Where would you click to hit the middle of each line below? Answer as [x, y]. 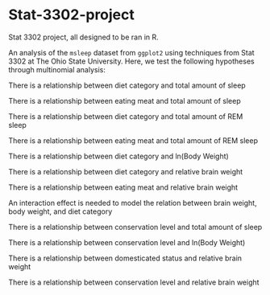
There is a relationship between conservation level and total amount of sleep [135, 227]
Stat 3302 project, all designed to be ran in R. [83, 37]
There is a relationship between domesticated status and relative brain [125, 258]
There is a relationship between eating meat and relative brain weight [123, 187]
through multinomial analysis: [57, 69]
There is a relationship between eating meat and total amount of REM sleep [133, 140]
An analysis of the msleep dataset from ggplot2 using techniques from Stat [132, 52]
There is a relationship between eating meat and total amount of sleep [125, 100]
